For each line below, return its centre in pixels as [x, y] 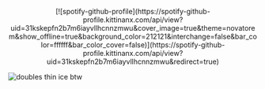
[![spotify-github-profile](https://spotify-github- [133, 11]
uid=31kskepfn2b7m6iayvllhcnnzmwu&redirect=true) [133, 61]
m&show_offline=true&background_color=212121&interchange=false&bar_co [133, 36]
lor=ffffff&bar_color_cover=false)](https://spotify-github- [133, 45]
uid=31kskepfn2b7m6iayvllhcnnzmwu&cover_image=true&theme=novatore [133, 28]
